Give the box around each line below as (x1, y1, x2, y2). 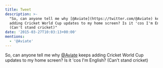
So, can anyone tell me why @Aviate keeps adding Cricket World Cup (5, 52, 144, 58)
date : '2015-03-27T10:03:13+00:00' (5, 30, 77, 34)
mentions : (5, 34, 25, 39)
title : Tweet (5, 7, 32, 12)
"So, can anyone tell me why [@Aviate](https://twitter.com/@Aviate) (9, 16, 153, 21)
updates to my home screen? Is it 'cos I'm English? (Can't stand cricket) (5, 57, 148, 63)
